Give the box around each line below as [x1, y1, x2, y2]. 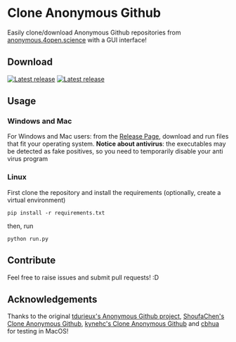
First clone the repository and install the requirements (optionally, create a [7, 188, 221, 196]
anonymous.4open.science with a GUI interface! [7, 35, 147, 44]
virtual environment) [7, 196, 66, 204]
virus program [7, 155, 48, 163]
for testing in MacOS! [7, 327, 69, 336]
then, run [7, 222, 34, 230]
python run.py [7, 235, 49, 242]
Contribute [7, 255, 56, 267]
